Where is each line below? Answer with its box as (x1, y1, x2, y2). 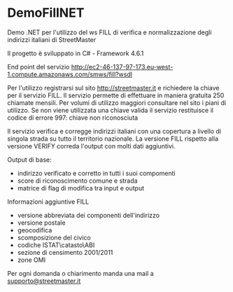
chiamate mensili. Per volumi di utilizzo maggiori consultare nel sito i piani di (7, 98, 226, 106)
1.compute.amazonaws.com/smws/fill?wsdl (7, 70, 133, 78)
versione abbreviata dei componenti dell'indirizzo (17, 211, 160, 219)
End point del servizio (7, 62, 70, 71)
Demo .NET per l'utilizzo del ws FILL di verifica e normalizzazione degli (7, 28, 212, 36)
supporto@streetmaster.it (7, 277, 81, 285)
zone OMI (17, 256, 46, 264)
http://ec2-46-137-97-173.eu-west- (71, 62, 174, 71)
